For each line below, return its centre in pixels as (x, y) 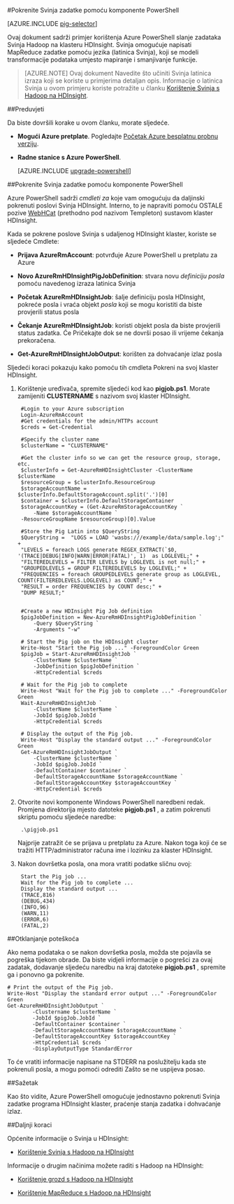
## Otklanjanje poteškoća (43, 939)
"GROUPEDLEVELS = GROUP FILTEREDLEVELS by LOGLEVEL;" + (104, 568)
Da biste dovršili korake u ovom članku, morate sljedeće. (88, 123)
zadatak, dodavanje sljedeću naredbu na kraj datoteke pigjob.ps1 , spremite (116, 967)
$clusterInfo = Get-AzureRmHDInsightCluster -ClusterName (107, 470)
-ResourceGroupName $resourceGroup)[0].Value (88, 519)
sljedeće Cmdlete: (33, 241)
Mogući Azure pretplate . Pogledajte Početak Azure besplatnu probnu (118, 136)
